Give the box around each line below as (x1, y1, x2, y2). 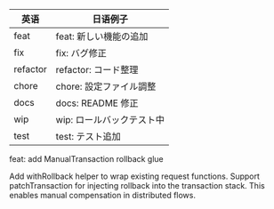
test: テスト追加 (55, 131, 122, 142)
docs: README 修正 (55, 97, 140, 109)
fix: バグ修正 (55, 47, 107, 59)
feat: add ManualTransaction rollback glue (9, 154, 165, 164)
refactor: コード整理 (55, 64, 139, 76)
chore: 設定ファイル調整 (55, 80, 157, 92)
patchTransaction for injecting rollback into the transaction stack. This (9, 181, 265, 190)
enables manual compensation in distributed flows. (9, 190, 196, 200)
